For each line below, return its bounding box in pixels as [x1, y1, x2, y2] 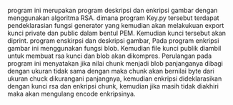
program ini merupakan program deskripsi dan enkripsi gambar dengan [7, 6, 218, 14]
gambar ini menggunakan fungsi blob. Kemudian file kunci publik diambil [7, 44, 222, 52]
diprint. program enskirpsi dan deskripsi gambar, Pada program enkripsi [7, 36, 219, 45]
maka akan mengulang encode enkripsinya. [7, 89, 136, 98]
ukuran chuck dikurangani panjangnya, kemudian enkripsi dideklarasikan [7, 74, 222, 83]
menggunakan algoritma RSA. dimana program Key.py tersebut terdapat [7, 14, 219, 22]
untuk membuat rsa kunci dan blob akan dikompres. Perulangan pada [7, 51, 212, 60]
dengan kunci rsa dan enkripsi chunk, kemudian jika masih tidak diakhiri [7, 82, 219, 90]
